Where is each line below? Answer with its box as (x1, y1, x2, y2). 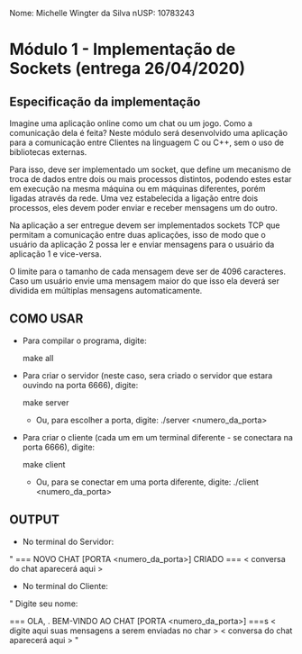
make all (22, 352, 54, 363)
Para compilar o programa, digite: (22, 335, 147, 346)
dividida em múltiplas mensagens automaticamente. (9, 286, 203, 295)
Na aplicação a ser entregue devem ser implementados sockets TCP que (9, 220, 280, 231)
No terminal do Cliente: (22, 580, 108, 591)
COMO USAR (9, 311, 84, 327)
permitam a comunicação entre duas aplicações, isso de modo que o (9, 230, 266, 240)
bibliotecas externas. (9, 147, 87, 157)
